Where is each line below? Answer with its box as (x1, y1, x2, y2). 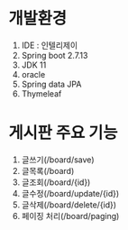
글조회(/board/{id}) (21, 177, 91, 188)
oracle (21, 69, 46, 79)
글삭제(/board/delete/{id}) (21, 199, 117, 210)
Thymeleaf (21, 87, 62, 99)
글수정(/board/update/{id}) (21, 188, 120, 198)
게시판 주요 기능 (8, 123, 118, 143)
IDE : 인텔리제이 (21, 40, 78, 51)
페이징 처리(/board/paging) (21, 210, 120, 221)
